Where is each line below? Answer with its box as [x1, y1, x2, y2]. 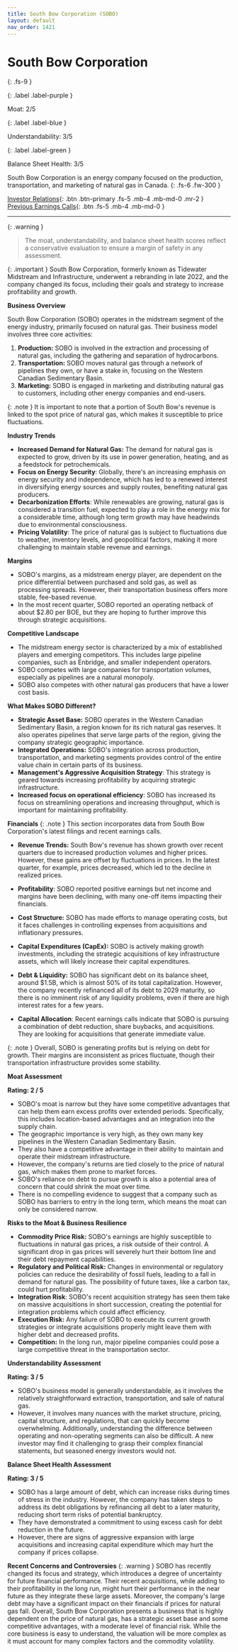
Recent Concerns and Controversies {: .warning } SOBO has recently [7, 1562, 212, 1571]
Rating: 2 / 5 [7, 1086, 44, 1095]
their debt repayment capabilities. [17, 1255, 116, 1264]
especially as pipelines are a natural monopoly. [17, 673, 154, 682]
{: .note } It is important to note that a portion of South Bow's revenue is [7, 403, 216, 411]
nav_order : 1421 [7, 23, 55, 30]
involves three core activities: [7, 330, 93, 338]
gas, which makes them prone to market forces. [17, 1168, 157, 1176]
